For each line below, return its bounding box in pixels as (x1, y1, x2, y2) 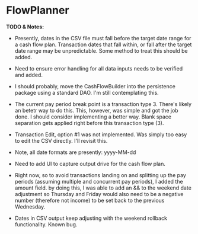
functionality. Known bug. (14, 220, 78, 228)
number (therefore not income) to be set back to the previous (14, 197, 165, 204)
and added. (14, 71, 43, 78)
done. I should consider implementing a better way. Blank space (14, 113, 172, 120)
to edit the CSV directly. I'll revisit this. (14, 137, 108, 144)
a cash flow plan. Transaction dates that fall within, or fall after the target (14, 41, 192, 48)
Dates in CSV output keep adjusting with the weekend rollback (14, 214, 168, 222)
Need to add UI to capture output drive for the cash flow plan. (14, 160, 166, 167)
